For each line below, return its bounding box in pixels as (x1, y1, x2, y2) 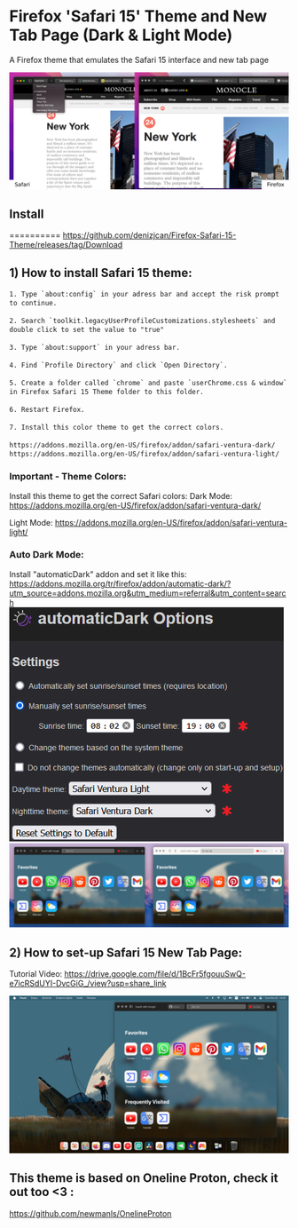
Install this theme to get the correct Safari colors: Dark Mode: (9, 490, 233, 501)
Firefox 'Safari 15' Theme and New (9, 6, 268, 27)
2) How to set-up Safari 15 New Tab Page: (9, 945, 243, 960)
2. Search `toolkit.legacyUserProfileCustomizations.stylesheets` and (9, 317, 276, 326)
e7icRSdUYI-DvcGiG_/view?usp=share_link (9, 978, 167, 989)
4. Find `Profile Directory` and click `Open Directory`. (9, 361, 228, 370)
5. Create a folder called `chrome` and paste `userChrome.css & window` (9, 379, 288, 388)
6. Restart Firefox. (9, 406, 86, 415)
